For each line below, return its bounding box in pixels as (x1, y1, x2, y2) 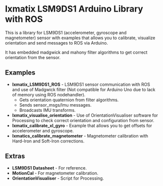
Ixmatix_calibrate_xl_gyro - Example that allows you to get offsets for (12, 123, 152, 128)
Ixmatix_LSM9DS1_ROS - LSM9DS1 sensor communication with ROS (12, 81, 150, 87)
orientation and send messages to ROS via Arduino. (5, 40, 108, 46)
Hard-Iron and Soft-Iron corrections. (12, 138, 85, 144)
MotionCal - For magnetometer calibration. (12, 170, 98, 176)
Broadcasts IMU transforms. (19, 107, 76, 113)
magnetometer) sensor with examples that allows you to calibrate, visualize (5, 35, 155, 41)
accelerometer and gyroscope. (12, 127, 74, 134)
